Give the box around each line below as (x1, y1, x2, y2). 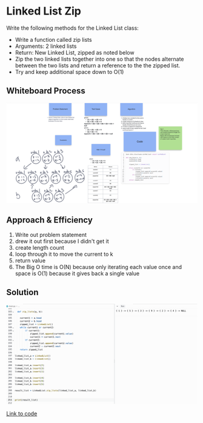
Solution (6, 287, 39, 298)
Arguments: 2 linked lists (15, 42, 77, 50)
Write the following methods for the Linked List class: (6, 24, 139, 32)
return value (15, 256, 46, 264)
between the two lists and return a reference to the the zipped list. (15, 62, 181, 69)
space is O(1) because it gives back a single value (15, 270, 140, 277)
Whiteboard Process (6, 86, 86, 96)
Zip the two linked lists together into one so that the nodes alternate (15, 55, 184, 62)
